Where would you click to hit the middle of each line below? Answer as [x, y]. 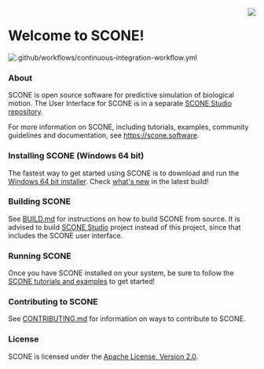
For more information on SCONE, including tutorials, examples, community [128, 127]
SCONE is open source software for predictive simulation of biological [121, 95]
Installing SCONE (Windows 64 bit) [76, 156]
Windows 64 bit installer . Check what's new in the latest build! [109, 181]
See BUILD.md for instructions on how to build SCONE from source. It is [124, 219]
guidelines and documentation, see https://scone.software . [104, 135]
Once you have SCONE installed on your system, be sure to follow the [121, 273]
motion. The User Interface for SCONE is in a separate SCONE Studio [120, 103]
